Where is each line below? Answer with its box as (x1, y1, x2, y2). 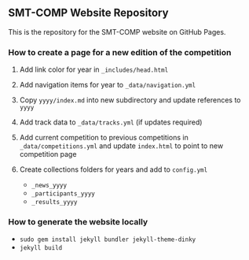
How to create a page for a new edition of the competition (8, 46, 232, 58)
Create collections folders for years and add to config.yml (19, 165, 208, 174)
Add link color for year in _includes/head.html (19, 65, 169, 74)
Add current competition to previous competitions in (19, 133, 189, 143)
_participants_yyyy (31, 190, 96, 198)
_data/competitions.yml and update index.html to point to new (19, 141, 224, 150)
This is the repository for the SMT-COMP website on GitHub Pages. (8, 27, 226, 36)
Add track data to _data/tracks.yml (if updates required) (19, 117, 203, 127)
